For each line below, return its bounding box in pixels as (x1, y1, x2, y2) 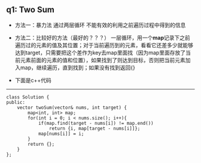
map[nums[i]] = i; (38, 131, 84, 137)
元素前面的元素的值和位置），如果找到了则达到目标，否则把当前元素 (20, 56, 185, 63)
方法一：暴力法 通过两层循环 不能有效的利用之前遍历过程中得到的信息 (14, 21, 186, 29)
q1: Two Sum (6, 5, 55, 15)
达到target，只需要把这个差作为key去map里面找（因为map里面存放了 (14, 49, 186, 56)
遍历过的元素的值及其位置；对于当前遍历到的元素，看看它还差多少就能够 (14, 41, 193, 48)
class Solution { (6, 94, 50, 100)
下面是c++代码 (14, 76, 52, 84)
